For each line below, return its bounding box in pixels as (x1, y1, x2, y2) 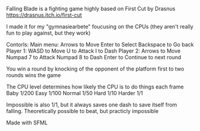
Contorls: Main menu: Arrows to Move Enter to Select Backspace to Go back (6, 41, 194, 48)
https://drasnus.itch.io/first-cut (6, 11, 82, 19)
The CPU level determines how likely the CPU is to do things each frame (6, 83, 184, 90)
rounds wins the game (6, 72, 61, 78)
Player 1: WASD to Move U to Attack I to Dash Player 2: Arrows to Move (6, 47, 181, 54)
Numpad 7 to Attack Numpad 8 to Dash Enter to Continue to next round (6, 54, 181, 60)
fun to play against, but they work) (6, 29, 91, 36)
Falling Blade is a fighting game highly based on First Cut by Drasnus (6, 5, 176, 12)
